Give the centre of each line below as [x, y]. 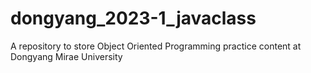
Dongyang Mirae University [66, 56]
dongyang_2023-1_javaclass [133, 18]
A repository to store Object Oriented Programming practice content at [156, 46]
